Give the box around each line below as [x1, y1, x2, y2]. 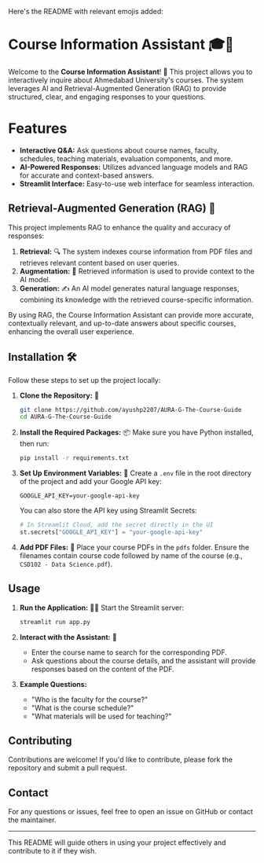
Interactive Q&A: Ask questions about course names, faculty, [19, 145, 219, 155]
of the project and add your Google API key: [19, 477, 163, 487]
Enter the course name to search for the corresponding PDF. [31, 648, 228, 657]
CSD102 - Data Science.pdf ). [19, 559, 112, 568]
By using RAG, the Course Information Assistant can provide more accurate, [8, 310, 254, 319]
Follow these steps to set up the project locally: [8, 375, 161, 384]
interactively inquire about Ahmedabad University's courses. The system [8, 75, 244, 85]
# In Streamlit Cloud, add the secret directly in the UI [19, 521, 214, 529]
